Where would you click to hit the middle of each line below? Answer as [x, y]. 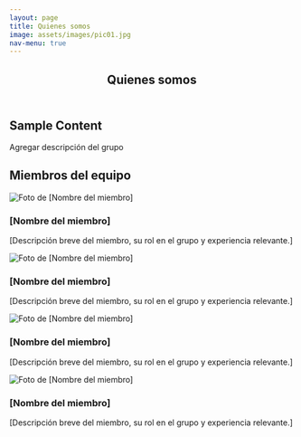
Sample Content [56, 125]
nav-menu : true [38, 43]
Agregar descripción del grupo [66, 147]
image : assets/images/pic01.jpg [70, 34]
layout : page [34, 18]
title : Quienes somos [50, 26]
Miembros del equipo [70, 176]
